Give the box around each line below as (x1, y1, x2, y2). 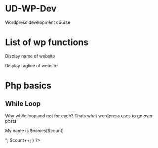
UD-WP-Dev (5, 3, 57, 14)
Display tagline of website (5, 62, 58, 68)
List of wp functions (5, 37, 89, 48)
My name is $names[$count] (5, 127, 64, 134)
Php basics (5, 80, 52, 92)
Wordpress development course (5, 19, 71, 25)
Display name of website (5, 53, 55, 59)
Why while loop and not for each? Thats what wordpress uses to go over (5, 112, 153, 119)
